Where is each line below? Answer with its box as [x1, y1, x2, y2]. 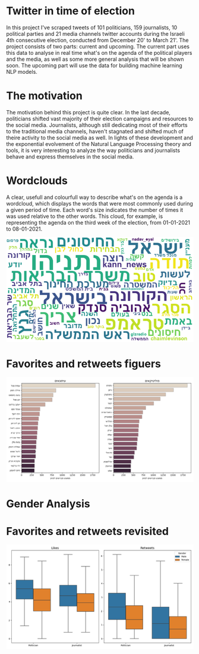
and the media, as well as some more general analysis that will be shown [6, 55, 184, 63]
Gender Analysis [6, 497, 90, 510]
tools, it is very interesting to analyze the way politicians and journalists [6, 147, 180, 154]
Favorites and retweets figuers [6, 357, 162, 370]
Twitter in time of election [6, 4, 135, 18]
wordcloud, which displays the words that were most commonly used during [6, 200, 193, 207]
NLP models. [6, 68, 37, 75]
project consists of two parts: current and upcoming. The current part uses [6, 43, 190, 50]
